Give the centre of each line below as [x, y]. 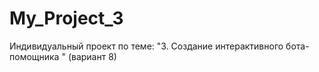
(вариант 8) [92, 56]
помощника [34, 56]
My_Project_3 [66, 18]
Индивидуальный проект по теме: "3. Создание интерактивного [146, 46]
